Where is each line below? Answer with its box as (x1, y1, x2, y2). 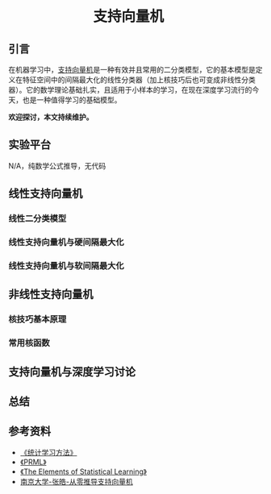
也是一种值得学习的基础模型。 (22, 95, 122, 105)
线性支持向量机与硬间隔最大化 (8, 237, 125, 248)
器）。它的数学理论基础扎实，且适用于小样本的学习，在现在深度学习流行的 (8, 85, 252, 94)
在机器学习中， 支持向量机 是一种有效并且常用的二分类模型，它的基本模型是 (8, 65, 256, 74)
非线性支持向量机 (8, 288, 94, 301)
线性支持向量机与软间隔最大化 (8, 259, 125, 271)
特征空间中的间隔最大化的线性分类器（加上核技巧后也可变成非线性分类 (22, 75, 256, 85)
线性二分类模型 (8, 213, 67, 224)
